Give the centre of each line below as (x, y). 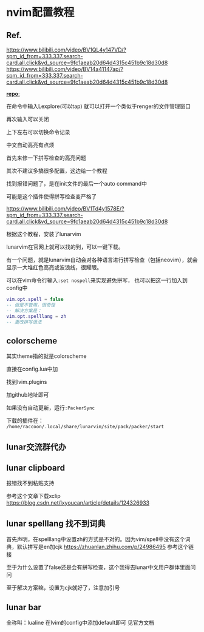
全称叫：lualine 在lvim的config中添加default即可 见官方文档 (80, 623)
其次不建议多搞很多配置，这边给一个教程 (57, 171)
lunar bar (24, 607)
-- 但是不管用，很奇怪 (31, 305)
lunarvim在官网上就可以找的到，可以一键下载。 (65, 247)
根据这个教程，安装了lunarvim (44, 234)
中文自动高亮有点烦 (30, 145)
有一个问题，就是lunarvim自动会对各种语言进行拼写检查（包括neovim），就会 (102, 260)
